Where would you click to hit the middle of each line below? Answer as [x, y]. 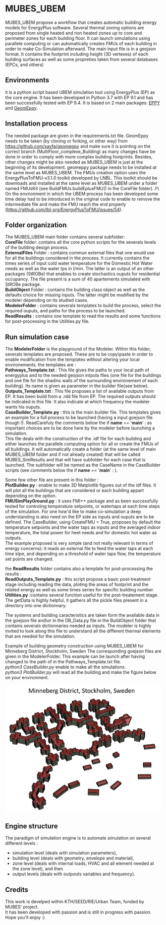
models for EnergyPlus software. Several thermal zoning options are [75, 27]
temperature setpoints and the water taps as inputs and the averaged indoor [83, 527]
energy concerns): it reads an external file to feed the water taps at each [79, 549]
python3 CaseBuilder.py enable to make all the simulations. [66, 667]
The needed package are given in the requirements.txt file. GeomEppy [77, 136]
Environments [27, 80]
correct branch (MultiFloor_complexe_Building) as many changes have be [80, 151]
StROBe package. [23, 285]
